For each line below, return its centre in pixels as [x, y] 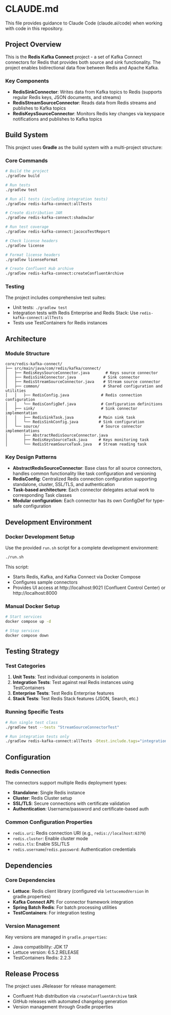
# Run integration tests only [37, 737]
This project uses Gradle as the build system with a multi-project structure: [84, 147]
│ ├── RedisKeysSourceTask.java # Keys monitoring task [77, 440]
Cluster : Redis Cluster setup [42, 798]
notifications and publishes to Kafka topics [57, 119]
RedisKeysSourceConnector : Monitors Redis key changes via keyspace [89, 114]
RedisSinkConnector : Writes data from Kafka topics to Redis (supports [87, 92]
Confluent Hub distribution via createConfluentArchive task [75, 996]
